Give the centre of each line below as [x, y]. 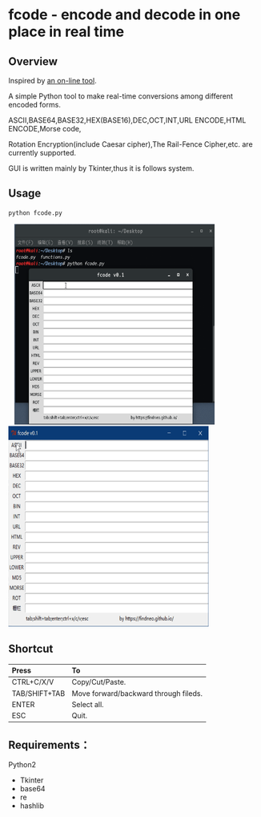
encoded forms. [35, 105]
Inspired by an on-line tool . [53, 81]
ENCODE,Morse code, [45, 129]
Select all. [88, 704]
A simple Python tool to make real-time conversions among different [121, 96]
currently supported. [42, 153]
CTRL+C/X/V [33, 682]
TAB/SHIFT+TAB [38, 693]
